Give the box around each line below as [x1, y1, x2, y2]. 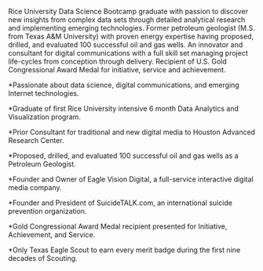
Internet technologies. [8, 89, 79, 97]
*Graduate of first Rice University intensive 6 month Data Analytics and [8, 104, 239, 113]
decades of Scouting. [8, 254, 78, 262]
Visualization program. [8, 112, 81, 121]
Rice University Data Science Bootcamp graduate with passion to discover [8, 7, 249, 16]
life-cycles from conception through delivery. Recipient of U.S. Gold [8, 57, 228, 66]
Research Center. [8, 136, 64, 145]
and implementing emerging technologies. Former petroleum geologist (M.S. [8, 24, 255, 32]
